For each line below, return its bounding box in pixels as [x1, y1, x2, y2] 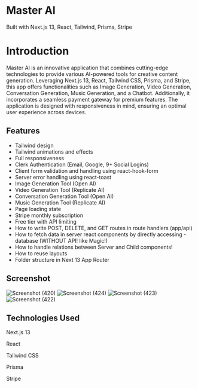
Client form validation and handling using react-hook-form [14, 167, 159, 174]
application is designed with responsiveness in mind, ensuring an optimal [6, 102, 187, 109]
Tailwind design [14, 142, 54, 149]
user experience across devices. [6, 108, 87, 115]
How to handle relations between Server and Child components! [14, 243, 173, 250]
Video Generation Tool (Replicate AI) [14, 186, 105, 193]
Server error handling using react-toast [14, 173, 112, 181]
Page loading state [14, 205, 62, 212]
